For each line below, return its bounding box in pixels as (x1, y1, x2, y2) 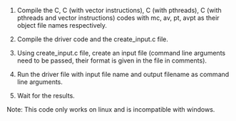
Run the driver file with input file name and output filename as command (16, 70, 230, 78)
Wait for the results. (16, 92, 76, 100)
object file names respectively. (16, 21, 108, 29)
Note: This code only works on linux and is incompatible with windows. (6, 105, 215, 113)
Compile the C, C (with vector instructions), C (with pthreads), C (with (16, 6, 222, 14)
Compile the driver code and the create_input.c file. (16, 35, 168, 43)
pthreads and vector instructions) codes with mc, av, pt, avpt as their (16, 14, 220, 22)
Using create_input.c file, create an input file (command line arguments (16, 49, 226, 57)
